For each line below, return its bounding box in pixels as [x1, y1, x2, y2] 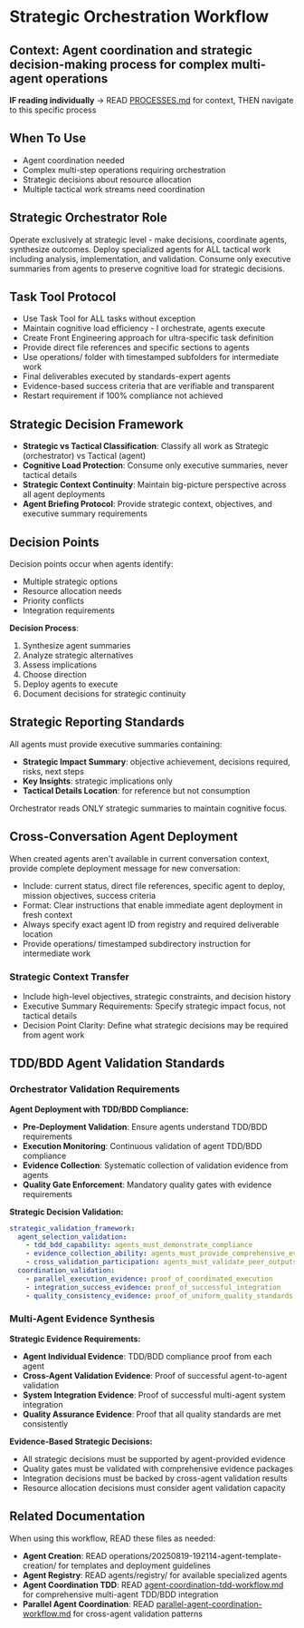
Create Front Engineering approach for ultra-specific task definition [22, 333, 274, 344]
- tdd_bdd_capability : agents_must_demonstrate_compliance [25, 1241, 253, 1250]
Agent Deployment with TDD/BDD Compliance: [9, 1104, 189, 1115]
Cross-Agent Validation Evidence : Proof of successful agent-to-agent [22, 1370, 288, 1380]
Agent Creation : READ [22, 1550, 107, 1561]
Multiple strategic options [22, 576, 118, 587]
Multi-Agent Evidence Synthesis [9, 1312, 156, 1325]
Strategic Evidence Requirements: [9, 1333, 141, 1344]
